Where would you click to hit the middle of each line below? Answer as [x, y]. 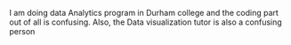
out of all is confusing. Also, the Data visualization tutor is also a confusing [145, 22]
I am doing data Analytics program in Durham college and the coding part [144, 13]
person [22, 31]
